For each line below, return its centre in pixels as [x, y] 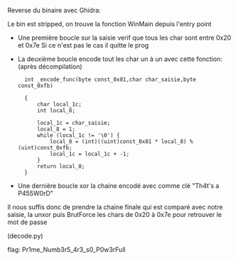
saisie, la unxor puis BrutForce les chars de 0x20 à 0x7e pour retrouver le [115, 215]
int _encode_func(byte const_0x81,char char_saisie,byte [110, 79]
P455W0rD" [36, 193]
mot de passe [27, 222]
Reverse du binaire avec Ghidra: [54, 10]
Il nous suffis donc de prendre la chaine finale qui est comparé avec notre [115, 207]
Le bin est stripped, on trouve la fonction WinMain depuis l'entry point [109, 24]
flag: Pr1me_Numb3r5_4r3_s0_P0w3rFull [66, 250]
